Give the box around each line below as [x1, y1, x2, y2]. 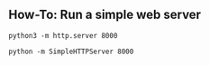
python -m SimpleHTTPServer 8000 [8, 47, 134, 56]
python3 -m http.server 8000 [8, 31, 118, 40]
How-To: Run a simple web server [8, 7, 202, 23]
